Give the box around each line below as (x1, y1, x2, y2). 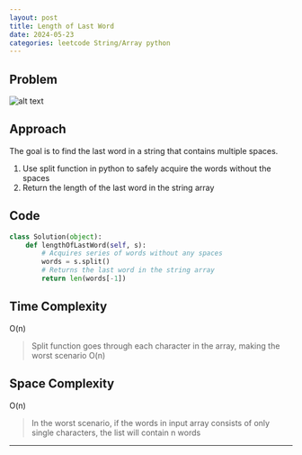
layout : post (9, 13, 58, 23)
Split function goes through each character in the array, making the (31, 340, 280, 351)
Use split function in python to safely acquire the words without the (22, 163, 271, 174)
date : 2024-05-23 (9, 30, 75, 39)
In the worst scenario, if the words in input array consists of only (31, 417, 271, 428)
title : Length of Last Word (9, 22, 115, 31)
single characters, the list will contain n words (31, 427, 201, 438)
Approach (9, 122, 67, 137)
